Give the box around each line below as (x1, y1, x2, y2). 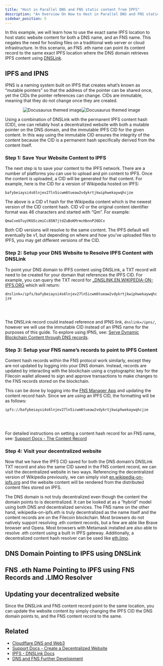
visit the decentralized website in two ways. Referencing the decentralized (5, 469, 154, 475)
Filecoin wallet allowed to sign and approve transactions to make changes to (5, 373, 158, 379)
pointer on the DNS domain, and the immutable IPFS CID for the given (5, 127, 144, 133)
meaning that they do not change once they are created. (5, 98, 118, 103)
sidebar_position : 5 (5, 16, 47, 21)
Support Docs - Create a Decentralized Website (12, 645, 108, 651)
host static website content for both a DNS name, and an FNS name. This (5, 34, 151, 40)
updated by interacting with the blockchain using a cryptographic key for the (5, 368, 158, 374)
